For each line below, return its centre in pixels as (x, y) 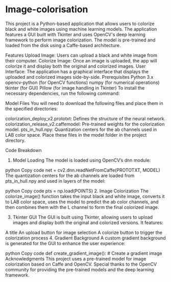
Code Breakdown (23, 150)
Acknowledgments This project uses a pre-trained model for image (76, 258)
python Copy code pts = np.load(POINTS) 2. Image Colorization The (77, 191)
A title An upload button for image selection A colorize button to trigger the (84, 232)
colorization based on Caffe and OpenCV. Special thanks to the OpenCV (81, 264)
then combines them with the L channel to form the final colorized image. (82, 207)
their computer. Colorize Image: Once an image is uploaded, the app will (81, 60)
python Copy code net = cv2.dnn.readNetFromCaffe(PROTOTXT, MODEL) (83, 170)
